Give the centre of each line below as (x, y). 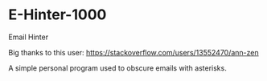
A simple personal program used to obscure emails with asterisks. (117, 68)
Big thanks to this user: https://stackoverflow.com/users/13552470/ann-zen (133, 52)
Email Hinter (29, 37)
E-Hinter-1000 (58, 15)
